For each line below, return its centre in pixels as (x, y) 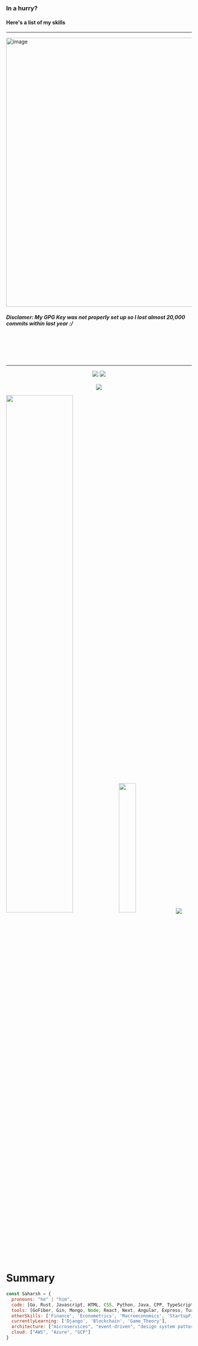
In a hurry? (22, 8)
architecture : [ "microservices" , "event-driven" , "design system (93, 1327)
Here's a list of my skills (36, 22)
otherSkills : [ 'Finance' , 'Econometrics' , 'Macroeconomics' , (88, 1316)
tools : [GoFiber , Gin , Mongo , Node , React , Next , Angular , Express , (97, 1310)
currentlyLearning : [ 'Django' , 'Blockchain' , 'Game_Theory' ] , (89, 1321)
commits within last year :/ (40, 323)
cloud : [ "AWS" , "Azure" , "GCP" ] (51, 1332)
